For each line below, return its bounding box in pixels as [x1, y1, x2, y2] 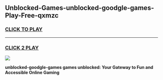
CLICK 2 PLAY [5, 44, 39, 51]
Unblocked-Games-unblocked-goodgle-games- [5, 4, 154, 12]
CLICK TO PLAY [5, 26, 43, 33]
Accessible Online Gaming [5, 69, 60, 75]
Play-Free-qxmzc [5, 12, 59, 20]
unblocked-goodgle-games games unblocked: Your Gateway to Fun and [5, 64, 154, 70]
